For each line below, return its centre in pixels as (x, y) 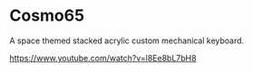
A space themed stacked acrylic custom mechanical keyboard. (127, 40)
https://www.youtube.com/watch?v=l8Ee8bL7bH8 (103, 58)
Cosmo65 (47, 16)
